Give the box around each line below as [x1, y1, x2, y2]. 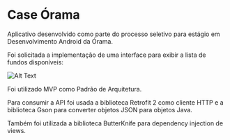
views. [7, 126, 26, 134]
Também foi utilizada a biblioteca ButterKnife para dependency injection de [7, 119, 224, 128]
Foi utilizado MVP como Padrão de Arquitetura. [7, 85, 142, 93]
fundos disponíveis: [7, 58, 64, 66]
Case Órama [7, 7, 80, 23]
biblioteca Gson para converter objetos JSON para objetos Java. [7, 105, 193, 114]
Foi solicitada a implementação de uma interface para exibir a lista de [7, 51, 206, 59]
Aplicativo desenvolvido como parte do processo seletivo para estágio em [7, 30, 221, 38]
